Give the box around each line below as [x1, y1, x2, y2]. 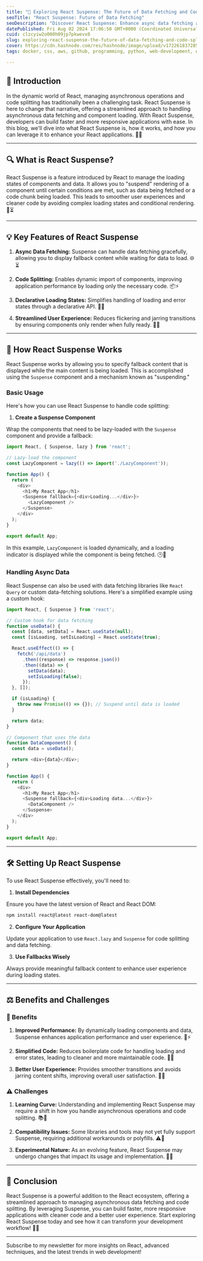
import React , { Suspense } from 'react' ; [6, 607, 115, 613]
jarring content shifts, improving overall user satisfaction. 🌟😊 [14, 1072, 166, 1079]
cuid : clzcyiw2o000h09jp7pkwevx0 [6, 32, 91, 38]
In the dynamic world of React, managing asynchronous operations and [6, 92, 184, 99]
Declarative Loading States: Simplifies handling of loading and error [14, 296, 186, 304]
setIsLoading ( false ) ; [28, 673, 83, 679]
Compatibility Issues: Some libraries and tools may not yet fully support [14, 1128, 195, 1136]
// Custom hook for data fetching [6, 617, 94, 624]
